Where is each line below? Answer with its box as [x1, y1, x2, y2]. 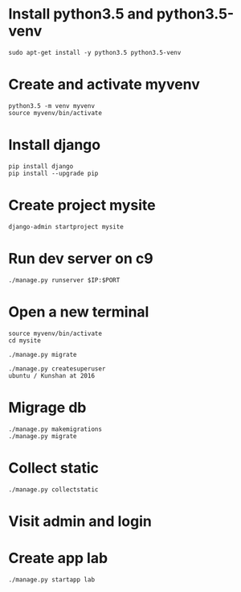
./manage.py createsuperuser [8, 364, 106, 373]
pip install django [8, 162, 74, 170]
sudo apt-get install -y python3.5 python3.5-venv [8, 48, 182, 56]
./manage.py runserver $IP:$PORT [8, 275, 120, 284]
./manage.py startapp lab [8, 575, 95, 584]
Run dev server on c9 [8, 249, 154, 267]
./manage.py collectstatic [8, 485, 99, 494]
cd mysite [8, 336, 42, 345]
